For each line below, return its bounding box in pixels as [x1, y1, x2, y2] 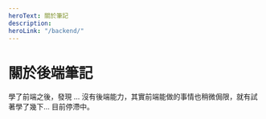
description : [8, 19, 52, 27]
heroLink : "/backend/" [8, 27, 84, 35]
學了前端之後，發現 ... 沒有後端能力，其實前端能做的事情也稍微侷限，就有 [8, 92, 251, 101]
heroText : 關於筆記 [8, 11, 69, 20]
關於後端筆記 [8, 64, 94, 82]
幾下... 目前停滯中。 [29, 102, 95, 112]
